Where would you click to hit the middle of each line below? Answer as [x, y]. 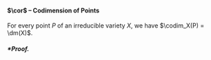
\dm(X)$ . [20, 33]
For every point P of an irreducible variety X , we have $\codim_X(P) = [106, 26]
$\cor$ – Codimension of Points [53, 10]
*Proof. [18, 48]
